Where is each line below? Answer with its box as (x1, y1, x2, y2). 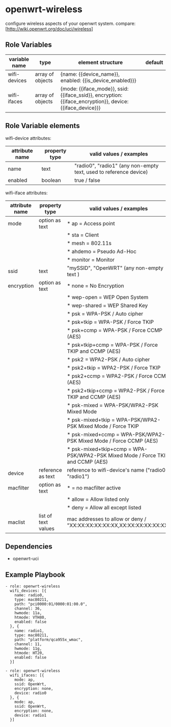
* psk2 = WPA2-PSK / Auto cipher (67, 356, 150, 363)
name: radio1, (14, 628, 44, 633)
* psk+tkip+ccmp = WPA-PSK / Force (67, 341, 158, 348)
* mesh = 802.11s (67, 239, 112, 247)
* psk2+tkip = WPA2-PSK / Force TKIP (67, 364, 161, 371)
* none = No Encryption (67, 282, 124, 289)
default (145, 58, 163, 66)
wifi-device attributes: (5, 135, 52, 141)
